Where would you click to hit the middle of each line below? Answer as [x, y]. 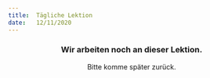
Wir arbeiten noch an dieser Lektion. [132, 50]
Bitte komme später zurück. [132, 66]
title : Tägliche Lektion [50, 15]
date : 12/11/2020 [40, 23]
